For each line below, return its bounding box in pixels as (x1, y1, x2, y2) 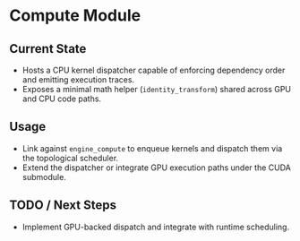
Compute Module (9, 5, 141, 26)
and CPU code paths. (21, 93, 101, 104)
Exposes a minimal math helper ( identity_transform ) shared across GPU (21, 84, 292, 94)
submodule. (21, 171, 67, 182)
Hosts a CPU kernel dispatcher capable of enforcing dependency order (21, 65, 286, 75)
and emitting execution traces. (21, 74, 135, 85)
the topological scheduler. (21, 152, 119, 163)
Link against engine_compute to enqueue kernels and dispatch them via (21, 142, 283, 153)
